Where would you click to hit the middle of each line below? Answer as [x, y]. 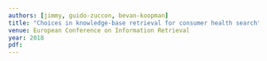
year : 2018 [26, 38]
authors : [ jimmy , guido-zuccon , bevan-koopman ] [89, 15]
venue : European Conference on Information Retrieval [99, 30]
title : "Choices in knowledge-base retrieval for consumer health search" [135, 23]
